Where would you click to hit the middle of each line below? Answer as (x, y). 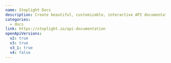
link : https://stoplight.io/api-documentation (55, 29)
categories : (18, 19)
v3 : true (19, 43)
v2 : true (19, 39)
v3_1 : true (21, 48)
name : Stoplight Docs (28, 10)
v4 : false (20, 52)
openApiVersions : (24, 34)
